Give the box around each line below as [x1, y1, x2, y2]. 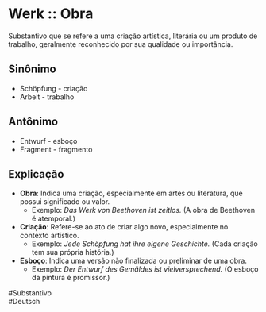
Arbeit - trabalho [19, 92, 75, 102]
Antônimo [8, 115, 58, 129]
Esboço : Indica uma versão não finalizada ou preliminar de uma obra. [19, 256, 248, 266]
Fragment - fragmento [19, 144, 93, 154]
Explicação [8, 168, 64, 181]
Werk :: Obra [8, 5, 94, 23]
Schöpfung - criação [19, 83, 88, 93]
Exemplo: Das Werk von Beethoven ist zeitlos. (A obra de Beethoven [31, 206, 256, 215]
